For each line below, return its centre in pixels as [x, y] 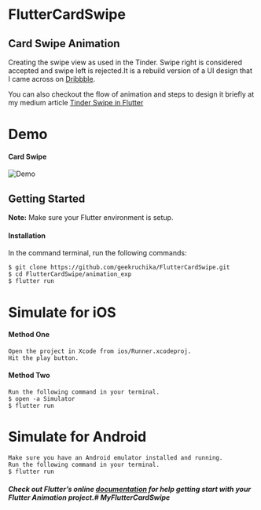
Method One [29, 335]
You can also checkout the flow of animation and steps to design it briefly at [131, 94]
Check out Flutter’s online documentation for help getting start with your [130, 489]
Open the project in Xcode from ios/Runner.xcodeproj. [100, 351]
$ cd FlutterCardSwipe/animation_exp [70, 274]
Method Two [29, 376]
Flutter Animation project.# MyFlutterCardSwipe [89, 497]
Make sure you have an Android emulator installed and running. [116, 457]
